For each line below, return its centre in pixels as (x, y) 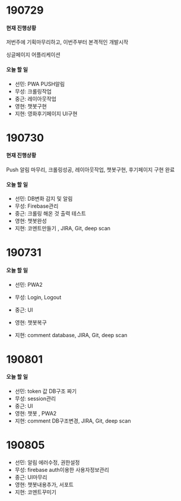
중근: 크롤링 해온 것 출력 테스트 (50, 214)
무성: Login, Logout (38, 297)
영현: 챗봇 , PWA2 (36, 413)
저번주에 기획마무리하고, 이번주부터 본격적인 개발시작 (67, 42)
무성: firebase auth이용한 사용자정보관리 (62, 470)
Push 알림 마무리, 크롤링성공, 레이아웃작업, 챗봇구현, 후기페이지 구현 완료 (90, 169)
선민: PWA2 (28, 284)
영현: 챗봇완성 (31, 221)
